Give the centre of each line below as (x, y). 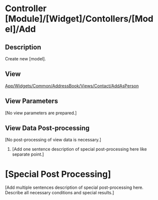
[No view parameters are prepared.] (41, 113)
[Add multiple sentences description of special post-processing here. (74, 187)
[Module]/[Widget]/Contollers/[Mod (79, 19)
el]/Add (21, 29)
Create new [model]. (25, 59)
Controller (26, 9)
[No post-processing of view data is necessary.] (53, 140)
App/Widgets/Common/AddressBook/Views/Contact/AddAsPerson (72, 86)
